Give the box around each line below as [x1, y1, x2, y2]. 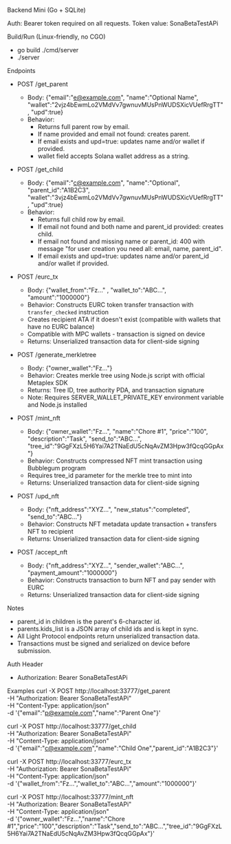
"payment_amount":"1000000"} [27, 569, 118, 576]
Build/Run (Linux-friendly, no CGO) [7, 32, 106, 41]
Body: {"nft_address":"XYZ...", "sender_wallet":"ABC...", [27, 561, 184, 570]
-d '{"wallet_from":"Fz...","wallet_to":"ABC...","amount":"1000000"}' [7, 779, 197, 787]
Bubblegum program [27, 464, 86, 472]
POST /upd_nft [16, 492, 60, 500]
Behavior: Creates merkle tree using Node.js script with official [27, 372, 205, 379]
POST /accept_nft [16, 548, 67, 556]
